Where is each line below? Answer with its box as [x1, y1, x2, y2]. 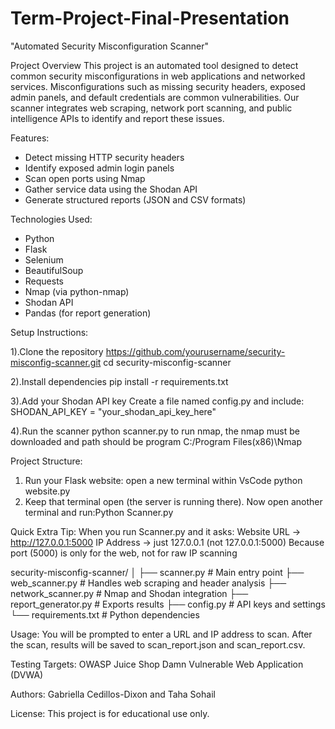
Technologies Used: [10, 213, 93, 225]
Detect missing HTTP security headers [24, 151, 185, 163]
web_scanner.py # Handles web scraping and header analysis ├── [10, 577, 287, 589]
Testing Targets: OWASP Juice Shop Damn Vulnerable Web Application [10, 658, 304, 670]
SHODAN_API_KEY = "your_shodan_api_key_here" [10, 405, 217, 417]
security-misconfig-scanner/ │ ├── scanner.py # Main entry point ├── [10, 566, 305, 578]
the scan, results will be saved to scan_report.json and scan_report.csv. [10, 638, 306, 651]
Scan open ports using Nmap [24, 172, 146, 184]
